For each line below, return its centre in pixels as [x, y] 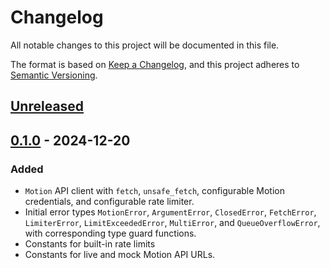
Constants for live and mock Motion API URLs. [120, 255]
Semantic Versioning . [54, 75]
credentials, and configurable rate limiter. [109, 202]
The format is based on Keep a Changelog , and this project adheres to [155, 64]
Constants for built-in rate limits [90, 244]
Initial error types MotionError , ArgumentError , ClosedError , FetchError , [170, 212]
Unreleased [47, 106]
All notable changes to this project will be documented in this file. [145, 45]
